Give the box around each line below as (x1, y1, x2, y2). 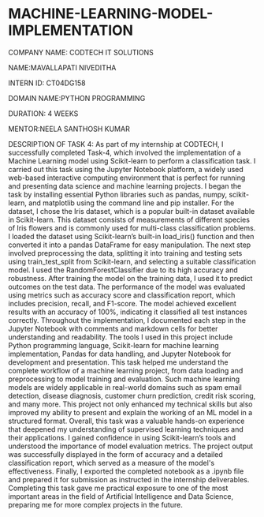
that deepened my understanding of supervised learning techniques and (8, 424, 244, 434)
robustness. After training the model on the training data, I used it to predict (8, 273, 253, 283)
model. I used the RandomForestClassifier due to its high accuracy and (8, 265, 238, 275)
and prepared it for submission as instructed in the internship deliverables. (8, 474, 250, 484)
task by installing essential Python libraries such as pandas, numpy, (8, 189, 228, 199)
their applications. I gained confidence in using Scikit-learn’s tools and (8, 433, 236, 442)
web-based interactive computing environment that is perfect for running (8, 173, 246, 182)
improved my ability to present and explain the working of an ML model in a (8, 407, 253, 417)
